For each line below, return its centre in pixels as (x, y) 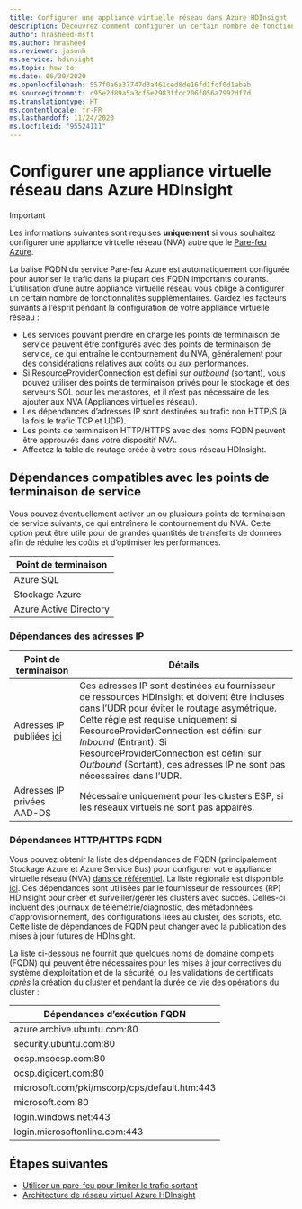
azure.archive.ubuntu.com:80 (76, 1030)
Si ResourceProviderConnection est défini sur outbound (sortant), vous (154, 373)
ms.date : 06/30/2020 (48, 77)
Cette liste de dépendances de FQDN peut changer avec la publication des (148, 927)
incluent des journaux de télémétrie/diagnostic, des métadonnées (131, 907)
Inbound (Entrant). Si (124, 742)
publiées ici (38, 737)
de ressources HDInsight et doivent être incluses (182, 697)
